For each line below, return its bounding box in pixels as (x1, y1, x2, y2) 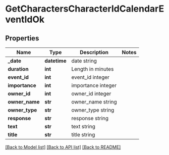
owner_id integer (71, 90, 111, 97)
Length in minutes (71, 66, 114, 72)
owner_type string (71, 107, 115, 114)
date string (71, 58, 97, 64)
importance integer (71, 82, 117, 89)
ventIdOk (5, 14, 45, 25)
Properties (5, 34, 39, 42)
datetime (44, 58, 67, 64)
